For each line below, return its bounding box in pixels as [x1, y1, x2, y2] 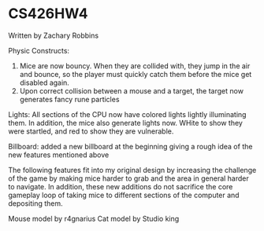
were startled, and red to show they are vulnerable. [8, 126, 174, 136]
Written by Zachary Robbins [8, 31, 99, 40]
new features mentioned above [8, 150, 110, 159]
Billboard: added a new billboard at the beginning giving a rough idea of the [8, 141, 253, 151]
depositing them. [8, 198, 63, 208]
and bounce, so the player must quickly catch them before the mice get [19, 69, 252, 79]
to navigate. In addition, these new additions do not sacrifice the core [8, 181, 233, 191]
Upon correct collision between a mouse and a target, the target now [19, 86, 244, 95]
